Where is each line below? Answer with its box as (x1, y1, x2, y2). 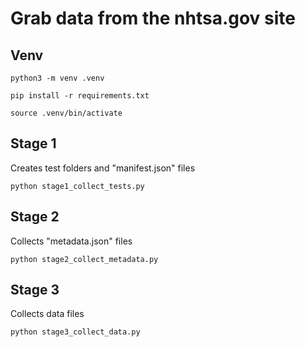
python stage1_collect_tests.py (10, 181, 145, 191)
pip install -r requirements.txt (10, 91, 150, 101)
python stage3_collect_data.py (10, 327, 141, 337)
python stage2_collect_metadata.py (10, 254, 159, 264)
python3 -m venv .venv (10, 73, 105, 83)
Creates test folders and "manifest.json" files (10, 162, 196, 174)
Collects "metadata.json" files (10, 235, 133, 247)
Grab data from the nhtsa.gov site (10, 7, 296, 30)
